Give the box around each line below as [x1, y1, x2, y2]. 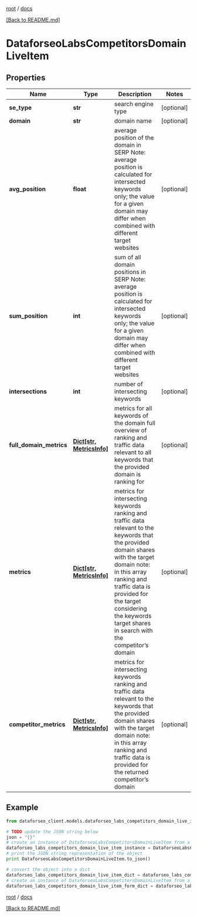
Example [6, 803, 39, 813]
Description [118, 90, 152, 98]
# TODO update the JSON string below [6, 828, 98, 835]
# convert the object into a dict [6, 867, 91, 872]
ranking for [114, 478, 145, 486]
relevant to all [114, 448, 151, 456]
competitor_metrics [9, 720, 66, 728]
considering [114, 604, 148, 613]
